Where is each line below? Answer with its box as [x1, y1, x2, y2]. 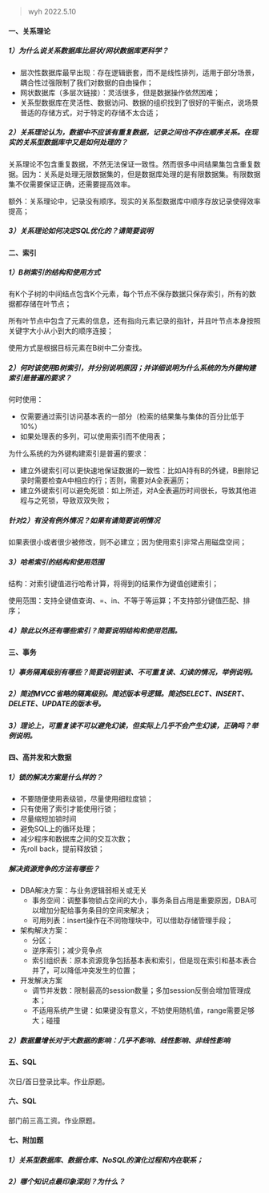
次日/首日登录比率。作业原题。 [8, 1076, 110, 1086]
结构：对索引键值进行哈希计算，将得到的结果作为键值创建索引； [8, 579, 219, 588]
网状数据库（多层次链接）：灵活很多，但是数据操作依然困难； [19, 87, 220, 97]
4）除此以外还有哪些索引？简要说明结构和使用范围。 [8, 625, 182, 635]
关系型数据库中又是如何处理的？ [22, 138, 128, 147]
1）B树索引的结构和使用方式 [8, 267, 101, 277]
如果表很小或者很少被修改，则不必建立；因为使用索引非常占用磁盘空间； [8, 537, 247, 547]
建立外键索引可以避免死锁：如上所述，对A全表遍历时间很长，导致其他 [19, 486, 250, 496]
